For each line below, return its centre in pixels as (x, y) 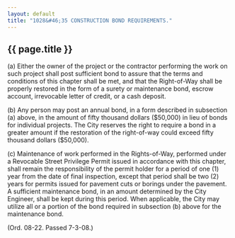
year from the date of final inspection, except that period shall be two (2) (113, 176)
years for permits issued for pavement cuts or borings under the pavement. (117, 184)
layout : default (31, 14)
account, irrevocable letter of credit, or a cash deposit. (87, 96)
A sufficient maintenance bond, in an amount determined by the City (107, 191)
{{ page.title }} (40, 49)
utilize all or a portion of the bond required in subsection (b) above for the (114, 207)
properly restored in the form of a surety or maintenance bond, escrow (110, 89)
